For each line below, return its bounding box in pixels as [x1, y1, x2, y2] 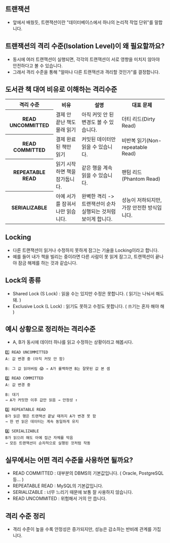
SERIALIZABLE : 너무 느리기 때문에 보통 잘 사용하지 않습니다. [12, 489, 133, 495]
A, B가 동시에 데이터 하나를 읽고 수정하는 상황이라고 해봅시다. [12, 339, 134, 345]
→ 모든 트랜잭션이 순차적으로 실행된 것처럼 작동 [5, 441, 91, 446]
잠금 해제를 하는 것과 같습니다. [18, 260, 77, 266]
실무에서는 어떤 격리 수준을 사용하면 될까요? [5, 455, 133, 464]
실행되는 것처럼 [81, 208, 116, 215]
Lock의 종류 [5, 276, 41, 285]
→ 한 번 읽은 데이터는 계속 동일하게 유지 [5, 419, 79, 424]
